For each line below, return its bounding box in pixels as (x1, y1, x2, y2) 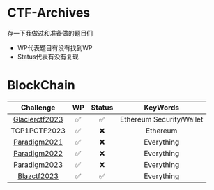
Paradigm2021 (13, 137, 63, 147)
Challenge (20, 103, 56, 112)
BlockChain (7, 78, 75, 94)
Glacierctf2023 (13, 114, 63, 124)
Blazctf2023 (17, 171, 59, 181)
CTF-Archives (7, 5, 91, 21)
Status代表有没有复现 (17, 52, 79, 61)
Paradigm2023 (13, 159, 63, 169)
